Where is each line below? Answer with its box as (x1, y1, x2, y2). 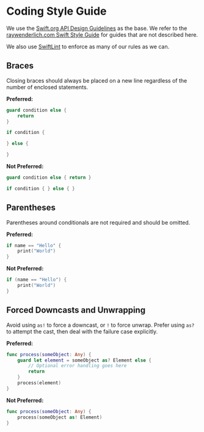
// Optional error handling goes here (28, 363, 127, 369)
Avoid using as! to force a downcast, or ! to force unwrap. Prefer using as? (6, 321, 195, 329)
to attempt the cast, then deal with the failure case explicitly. (6, 327, 158, 335)
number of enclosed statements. (6, 83, 89, 91)
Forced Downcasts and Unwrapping (6, 305, 145, 316)
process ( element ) (17, 380, 62, 386)
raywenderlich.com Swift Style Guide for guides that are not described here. (6, 31, 199, 38)
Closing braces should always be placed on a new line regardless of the (6, 76, 188, 84)
